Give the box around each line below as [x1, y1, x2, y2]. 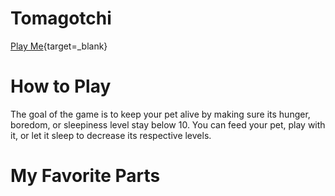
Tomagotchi [10, 7, 112, 30]
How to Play [10, 75, 112, 98]
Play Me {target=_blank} [10, 40, 108, 52]
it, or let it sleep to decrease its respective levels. [10, 129, 212, 141]
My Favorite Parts [10, 165, 161, 187]
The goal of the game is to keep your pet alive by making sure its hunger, [10, 108, 311, 120]
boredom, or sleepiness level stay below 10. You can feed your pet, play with [10, 118, 326, 131]
